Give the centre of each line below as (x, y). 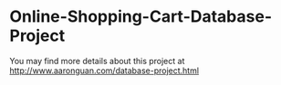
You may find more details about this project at (97, 61)
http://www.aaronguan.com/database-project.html (104, 71)
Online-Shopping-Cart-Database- (141, 17)
